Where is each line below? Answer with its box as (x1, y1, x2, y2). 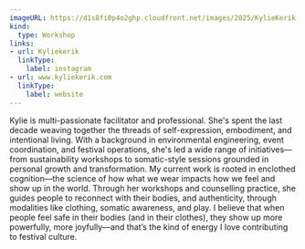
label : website (26, 89, 84, 99)
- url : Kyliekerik (9, 47, 79, 57)
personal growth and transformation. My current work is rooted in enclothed (9, 163, 296, 174)
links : (9, 38, 35, 48)
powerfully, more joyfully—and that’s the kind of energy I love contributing (9, 221, 289, 233)
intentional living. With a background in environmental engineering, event (9, 134, 285, 145)
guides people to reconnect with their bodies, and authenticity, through (9, 192, 277, 203)
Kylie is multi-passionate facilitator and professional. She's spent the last (9, 115, 283, 126)
